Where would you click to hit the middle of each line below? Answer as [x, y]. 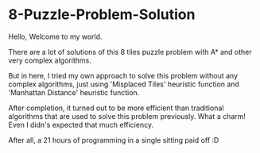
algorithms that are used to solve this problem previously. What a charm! [127, 116]
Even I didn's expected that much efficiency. [81, 124]
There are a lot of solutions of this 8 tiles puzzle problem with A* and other [130, 52]
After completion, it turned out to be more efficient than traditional [116, 108]
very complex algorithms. [50, 60]
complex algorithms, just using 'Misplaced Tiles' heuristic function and [124, 84]
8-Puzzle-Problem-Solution [102, 15]
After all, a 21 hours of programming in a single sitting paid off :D [114, 140]
